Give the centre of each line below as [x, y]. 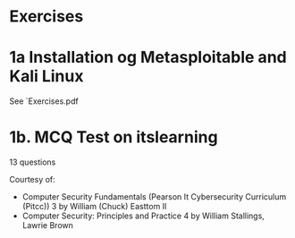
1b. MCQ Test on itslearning [114, 137]
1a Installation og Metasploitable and [148, 58]
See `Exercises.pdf [44, 101]
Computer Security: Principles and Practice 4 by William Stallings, [143, 216]
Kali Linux [46, 76]
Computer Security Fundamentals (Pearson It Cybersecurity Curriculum [154, 197]
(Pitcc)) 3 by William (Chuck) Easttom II [94, 207]
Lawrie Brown [47, 225]
